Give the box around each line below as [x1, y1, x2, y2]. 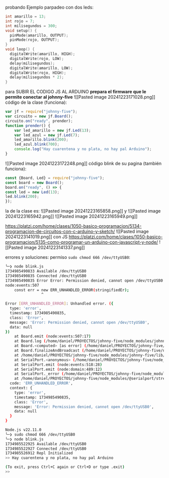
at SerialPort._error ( [14, 371, 64, 377]
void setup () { [5, 28, 37, 33]
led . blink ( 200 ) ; [5, 194, 39, 199]
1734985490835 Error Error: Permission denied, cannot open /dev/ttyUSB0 [5, 278, 163, 283]
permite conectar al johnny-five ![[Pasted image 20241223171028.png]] [5, 94, 155, 100]
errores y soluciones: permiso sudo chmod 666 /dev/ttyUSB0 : [5, 254, 131, 260]
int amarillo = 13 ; [5, 14, 46, 19]
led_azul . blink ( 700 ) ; [14, 142, 59, 147]
